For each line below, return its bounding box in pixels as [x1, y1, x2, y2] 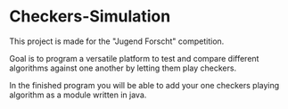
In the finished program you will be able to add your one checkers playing [9, 80, 280, 90]
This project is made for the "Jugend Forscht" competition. [9, 36, 225, 46]
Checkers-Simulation [9, 6, 171, 27]
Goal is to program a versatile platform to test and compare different [9, 53, 259, 63]
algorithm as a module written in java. [9, 89, 147, 100]
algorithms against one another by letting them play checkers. [9, 63, 237, 73]
